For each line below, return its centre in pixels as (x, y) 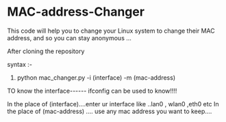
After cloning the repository (46, 51)
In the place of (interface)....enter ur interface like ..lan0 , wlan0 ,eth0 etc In (113, 104)
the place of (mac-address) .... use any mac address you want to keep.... (110, 111)
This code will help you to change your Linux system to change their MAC (111, 31)
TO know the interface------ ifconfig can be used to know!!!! (92, 91)
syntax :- (20, 64)
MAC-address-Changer (76, 12)
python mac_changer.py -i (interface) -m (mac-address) (96, 77)
